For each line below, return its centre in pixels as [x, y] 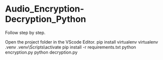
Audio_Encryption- [45, 9]
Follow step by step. [25, 32]
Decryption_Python [46, 19]
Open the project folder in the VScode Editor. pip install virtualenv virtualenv [81, 42]
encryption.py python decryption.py [41, 52]
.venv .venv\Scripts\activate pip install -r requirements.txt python [70, 47]
